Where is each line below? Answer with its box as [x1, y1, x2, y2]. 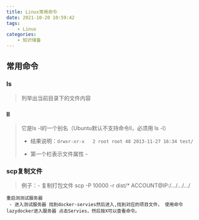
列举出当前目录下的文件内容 [21, 94, 91, 101]
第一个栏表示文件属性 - [30, 150, 88, 157]
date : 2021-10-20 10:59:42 [6, 15, 75, 21]
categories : [6, 32, 37, 38]
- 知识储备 [17, 37, 41, 43]
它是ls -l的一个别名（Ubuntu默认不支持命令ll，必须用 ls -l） [21, 124, 170, 131]
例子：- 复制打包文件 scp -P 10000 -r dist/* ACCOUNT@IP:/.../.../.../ [21, 182, 190, 189]
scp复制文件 [6, 167, 43, 175]
